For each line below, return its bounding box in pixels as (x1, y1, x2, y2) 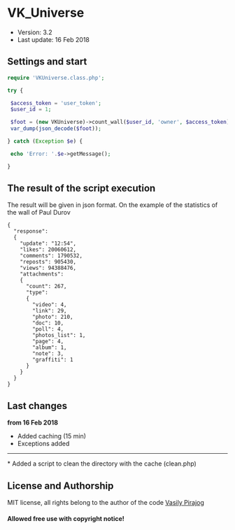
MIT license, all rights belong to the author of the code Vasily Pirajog (7, 499, 205, 507)
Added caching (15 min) (17, 432, 86, 441)
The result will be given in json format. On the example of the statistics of (7, 201, 218, 209)
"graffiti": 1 (32, 357, 73, 364)
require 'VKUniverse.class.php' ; (7, 74, 105, 81)
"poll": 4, (32, 326, 64, 333)
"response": (13, 228, 49, 235)
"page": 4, (32, 338, 64, 345)
